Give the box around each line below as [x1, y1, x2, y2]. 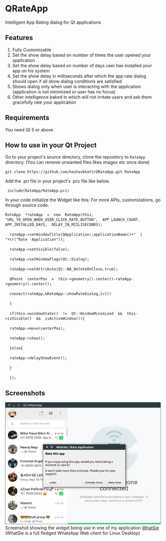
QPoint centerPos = [9, 277, 54, 282]
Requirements [5, 114, 49, 122]
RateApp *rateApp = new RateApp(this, [5, 212, 94, 217]
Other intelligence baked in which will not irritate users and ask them [12, 94, 152, 100]
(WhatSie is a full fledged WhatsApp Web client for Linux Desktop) [5, 530, 140, 536]
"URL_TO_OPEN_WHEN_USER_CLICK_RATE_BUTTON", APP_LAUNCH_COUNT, [5, 217, 140, 222]
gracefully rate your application [12, 99, 77, 105]
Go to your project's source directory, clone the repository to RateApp [5, 154, 146, 160]
